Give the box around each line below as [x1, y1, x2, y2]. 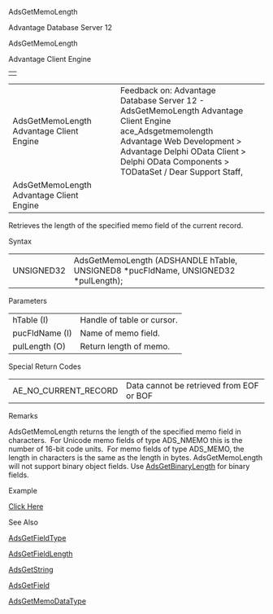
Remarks [8, 411, 38, 420]
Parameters [8, 296, 47, 305]
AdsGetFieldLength [8, 549, 73, 559]
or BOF [125, 390, 153, 401]
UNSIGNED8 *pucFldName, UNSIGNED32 [73, 265, 236, 276]
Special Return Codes [8, 362, 81, 371]
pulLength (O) [12, 341, 67, 352]
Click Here [8, 502, 44, 511]
